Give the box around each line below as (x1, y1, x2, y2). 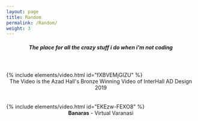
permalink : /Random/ (6, 20, 58, 26)
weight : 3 (6, 25, 31, 32)
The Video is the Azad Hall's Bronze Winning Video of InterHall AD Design (9, 78, 193, 85)
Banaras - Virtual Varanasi (68, 110, 134, 117)
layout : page (6, 8, 39, 15)
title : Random (6, 14, 42, 20)
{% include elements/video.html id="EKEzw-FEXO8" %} (6, 103, 145, 110)
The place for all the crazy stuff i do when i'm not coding (29, 44, 173, 51)
